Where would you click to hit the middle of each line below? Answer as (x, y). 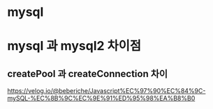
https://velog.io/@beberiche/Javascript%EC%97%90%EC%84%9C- (106, 91)
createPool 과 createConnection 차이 (88, 74)
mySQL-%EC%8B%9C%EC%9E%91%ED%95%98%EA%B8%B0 (101, 99)
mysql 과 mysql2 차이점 (74, 46)
